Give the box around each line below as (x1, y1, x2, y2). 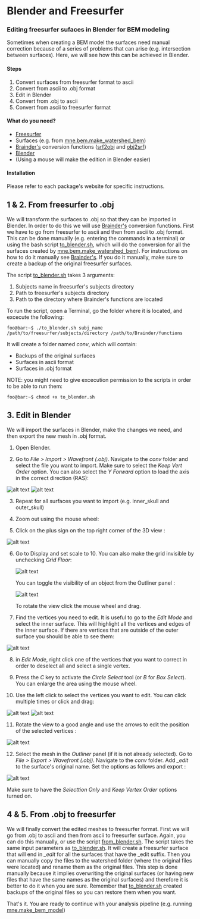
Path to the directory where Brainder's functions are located (15, 296, 163, 303)
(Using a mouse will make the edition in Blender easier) (15, 156, 151, 163)
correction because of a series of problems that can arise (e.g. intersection (7, 45, 191, 52)
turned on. (7, 792, 32, 799)
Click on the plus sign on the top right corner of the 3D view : (15, 526, 165, 534)
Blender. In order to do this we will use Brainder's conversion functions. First (7, 222, 194, 229)
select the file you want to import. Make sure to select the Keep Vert (15, 462, 182, 469)
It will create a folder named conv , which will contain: (7, 340, 137, 347)
